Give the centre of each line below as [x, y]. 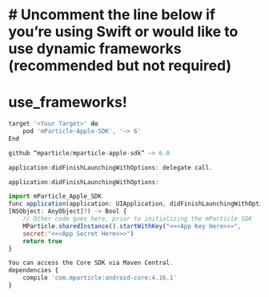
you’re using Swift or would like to [123, 32]
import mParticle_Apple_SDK [55, 197]
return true [42, 241]
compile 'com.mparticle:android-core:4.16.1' [100, 278]
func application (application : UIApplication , [87, 204]
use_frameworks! [68, 102]
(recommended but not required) [120, 66]
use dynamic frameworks [95, 49]
